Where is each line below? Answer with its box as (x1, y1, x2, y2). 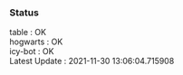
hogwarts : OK (9, 36, 63, 47)
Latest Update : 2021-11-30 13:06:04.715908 (9, 56, 175, 67)
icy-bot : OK (9, 46, 54, 57)
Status (9, 6, 39, 19)
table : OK (9, 27, 47, 38)
